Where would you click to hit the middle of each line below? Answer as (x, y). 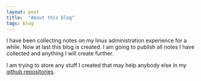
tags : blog (20, 23)
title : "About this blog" (41, 18)
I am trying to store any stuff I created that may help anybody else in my (97, 65)
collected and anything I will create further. (60, 54)
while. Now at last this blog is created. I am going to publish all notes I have (100, 47)
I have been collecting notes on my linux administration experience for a (97, 41)
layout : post (23, 12)
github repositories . (31, 72)
